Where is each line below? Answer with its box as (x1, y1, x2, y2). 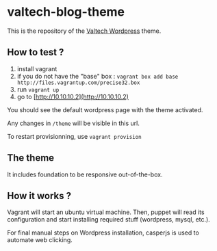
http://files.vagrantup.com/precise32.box (16, 79, 140, 86)
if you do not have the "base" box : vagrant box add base (16, 72, 179, 80)
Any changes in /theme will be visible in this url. (7, 119, 140, 127)
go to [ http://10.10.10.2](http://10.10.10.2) (16, 92, 129, 101)
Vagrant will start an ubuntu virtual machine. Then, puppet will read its (7, 208, 205, 216)
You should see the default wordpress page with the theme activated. (7, 105, 203, 114)
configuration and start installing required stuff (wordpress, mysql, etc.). (7, 215, 210, 224)
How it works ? (7, 189, 72, 202)
